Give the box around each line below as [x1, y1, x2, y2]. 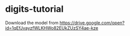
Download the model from [5, 20, 59, 26]
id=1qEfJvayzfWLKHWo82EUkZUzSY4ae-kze [5, 25, 99, 31]
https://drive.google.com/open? [59, 20, 125, 26]
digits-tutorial [5, 3, 64, 15]
